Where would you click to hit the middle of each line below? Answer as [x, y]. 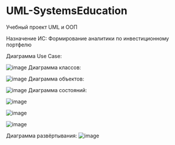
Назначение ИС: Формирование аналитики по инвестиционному [87, 38]
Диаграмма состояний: [58, 90]
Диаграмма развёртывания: [42, 136]
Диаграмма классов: [55, 67]
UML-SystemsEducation [67, 11]
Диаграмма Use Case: [34, 56]
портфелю [19, 45]
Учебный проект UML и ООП [42, 27]
